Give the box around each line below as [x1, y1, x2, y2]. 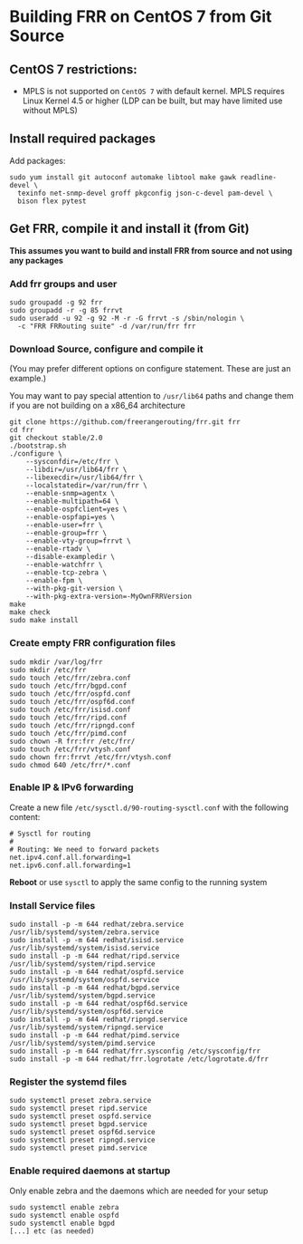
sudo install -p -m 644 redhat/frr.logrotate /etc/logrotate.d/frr [9, 1055, 270, 1064]
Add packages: [9, 155, 66, 166]
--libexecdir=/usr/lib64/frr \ [25, 473, 144, 482]
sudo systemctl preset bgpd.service [9, 1120, 147, 1129]
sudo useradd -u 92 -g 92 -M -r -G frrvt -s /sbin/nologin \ [9, 313, 245, 323]
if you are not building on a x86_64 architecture [9, 400, 185, 411]
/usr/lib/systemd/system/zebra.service [9, 928, 160, 937]
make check [9, 608, 51, 617]
